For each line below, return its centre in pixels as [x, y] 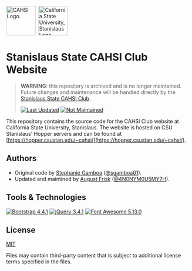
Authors [21, 158]
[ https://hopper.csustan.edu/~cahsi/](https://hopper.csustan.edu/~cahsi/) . [96, 140]
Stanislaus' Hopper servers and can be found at [64, 133]
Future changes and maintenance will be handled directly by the [98, 92]
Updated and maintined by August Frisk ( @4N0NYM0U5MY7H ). [92, 179]
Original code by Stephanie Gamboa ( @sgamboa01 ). [78, 172]
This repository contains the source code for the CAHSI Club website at [92, 121]
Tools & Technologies [46, 197]
